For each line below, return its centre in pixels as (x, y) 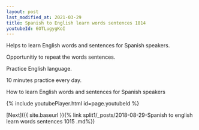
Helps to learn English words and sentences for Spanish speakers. (88, 46)
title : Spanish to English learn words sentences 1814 (76, 23)
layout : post (22, 12)
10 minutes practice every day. (44, 80)
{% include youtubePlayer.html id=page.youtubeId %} (73, 104)
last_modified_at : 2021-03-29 (44, 17)
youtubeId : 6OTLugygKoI (36, 28)
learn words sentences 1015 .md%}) (51, 122)
